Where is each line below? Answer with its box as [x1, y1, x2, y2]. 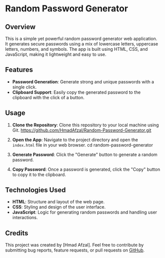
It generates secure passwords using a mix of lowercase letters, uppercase [5, 41, 158, 47]
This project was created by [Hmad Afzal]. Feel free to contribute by [5, 242, 144, 248]
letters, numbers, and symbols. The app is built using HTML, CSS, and [5, 46, 148, 52]
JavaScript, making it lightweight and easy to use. [5, 51, 107, 57]
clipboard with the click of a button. [12, 94, 85, 100]
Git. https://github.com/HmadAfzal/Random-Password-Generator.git [12, 127, 152, 133]
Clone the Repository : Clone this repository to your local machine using [12, 122, 159, 128]
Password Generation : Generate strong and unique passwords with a [12, 78, 154, 84]
